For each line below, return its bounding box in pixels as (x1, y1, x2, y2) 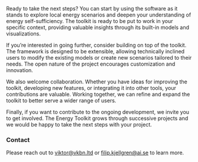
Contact (6, 135, 30, 144)
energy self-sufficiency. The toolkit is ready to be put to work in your (6, 18, 173, 24)
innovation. (6, 67, 34, 73)
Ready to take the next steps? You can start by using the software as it (6, 5, 178, 12)
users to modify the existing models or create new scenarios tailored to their (6, 54, 192, 61)
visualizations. (6, 30, 41, 37)
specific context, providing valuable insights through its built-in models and (6, 24, 190, 31)
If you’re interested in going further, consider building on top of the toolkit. (6, 41, 187, 48)
